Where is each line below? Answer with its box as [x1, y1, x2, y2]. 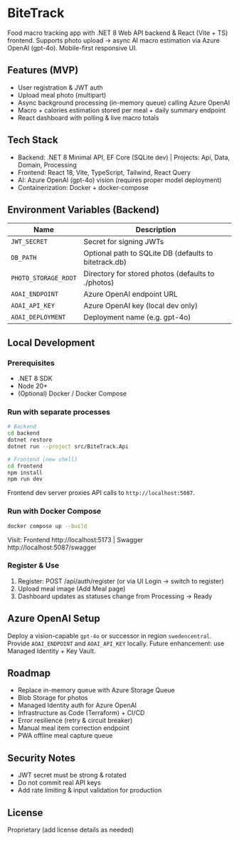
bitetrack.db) [83, 258, 127, 268]
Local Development [7, 337, 95, 349]
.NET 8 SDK [17, 374, 53, 383]
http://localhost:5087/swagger [7, 543, 97, 551]
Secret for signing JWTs [83, 237, 164, 247]
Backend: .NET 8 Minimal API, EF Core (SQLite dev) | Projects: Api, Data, [17, 153, 230, 162]
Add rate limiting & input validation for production [17, 786, 162, 795]
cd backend [7, 430, 40, 437]
